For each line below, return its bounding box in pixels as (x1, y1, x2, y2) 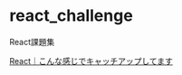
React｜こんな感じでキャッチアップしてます (9, 55, 174, 66)
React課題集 (9, 36, 55, 47)
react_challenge (9, 5, 133, 26)
